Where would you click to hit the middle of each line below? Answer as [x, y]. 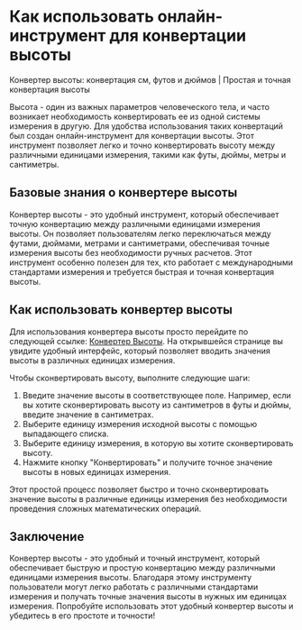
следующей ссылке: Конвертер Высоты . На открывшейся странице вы [146, 341]
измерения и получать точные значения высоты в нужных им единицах [148, 597]
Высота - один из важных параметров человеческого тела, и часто [140, 106]
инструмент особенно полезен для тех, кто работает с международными [151, 262]
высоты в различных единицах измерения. [92, 360]
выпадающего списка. [66, 434]
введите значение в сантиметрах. [88, 414]
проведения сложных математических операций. [105, 508]
